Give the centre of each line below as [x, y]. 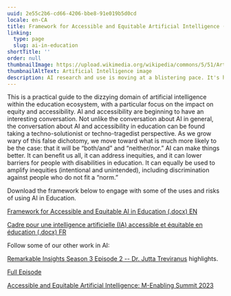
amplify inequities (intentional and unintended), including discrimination [108, 170]
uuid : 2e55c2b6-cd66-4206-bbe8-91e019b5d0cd [72, 13]
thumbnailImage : [30, 65]
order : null [24, 59]
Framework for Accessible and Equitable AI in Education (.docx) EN [102, 211]
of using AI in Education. [42, 198]
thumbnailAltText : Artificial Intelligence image [80, 71]
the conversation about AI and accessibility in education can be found [106, 126]
